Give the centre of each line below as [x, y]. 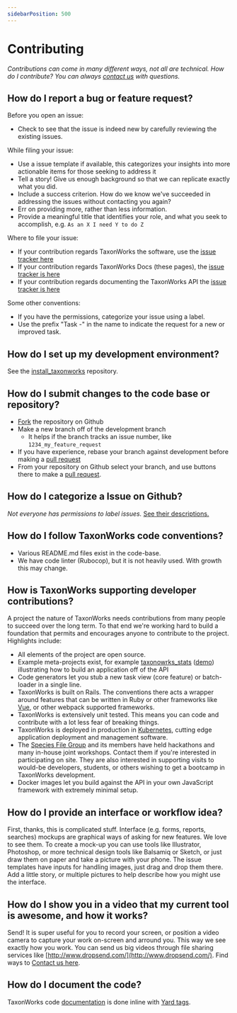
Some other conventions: [44, 303]
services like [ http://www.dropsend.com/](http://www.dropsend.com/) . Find [118, 955]
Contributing [46, 49]
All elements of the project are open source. [82, 655]
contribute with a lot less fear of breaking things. [88, 723]
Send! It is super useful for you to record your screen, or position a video [113, 933]
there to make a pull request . [59, 474]
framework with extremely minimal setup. [78, 790]
